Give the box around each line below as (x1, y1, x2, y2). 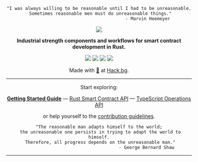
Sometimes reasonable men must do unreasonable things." (29, 11, 172, 16)
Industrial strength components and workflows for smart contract (16, 37, 181, 44)
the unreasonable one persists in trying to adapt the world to (19, 129, 181, 135)
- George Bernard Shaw (118, 144, 175, 150)
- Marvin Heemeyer (125, 16, 171, 22)
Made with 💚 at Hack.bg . (69, 67, 129, 73)
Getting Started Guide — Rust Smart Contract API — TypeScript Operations (6, 95, 192, 102)
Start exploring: (80, 84, 118, 90)
